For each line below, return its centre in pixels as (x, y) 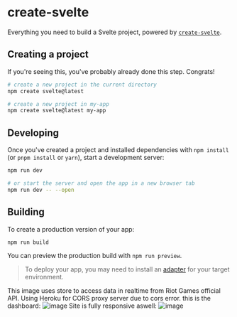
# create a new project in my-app (59, 104)
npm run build (28, 242)
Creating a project (48, 54)
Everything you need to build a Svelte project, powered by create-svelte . (115, 32)
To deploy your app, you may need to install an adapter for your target (127, 269)
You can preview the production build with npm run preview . (95, 256)
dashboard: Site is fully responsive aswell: (82, 306)
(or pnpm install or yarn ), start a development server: (86, 158)
